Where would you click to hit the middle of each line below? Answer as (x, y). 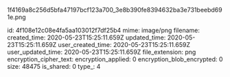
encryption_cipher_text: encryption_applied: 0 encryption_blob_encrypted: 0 (115, 59)
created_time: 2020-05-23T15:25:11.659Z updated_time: (87, 37)
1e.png (16, 17)
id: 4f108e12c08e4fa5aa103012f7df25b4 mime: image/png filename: (104, 30)
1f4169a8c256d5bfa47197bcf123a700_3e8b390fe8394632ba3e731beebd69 (115, 10)
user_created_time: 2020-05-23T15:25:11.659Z (124, 45)
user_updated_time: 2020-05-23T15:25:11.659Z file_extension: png (102, 52)
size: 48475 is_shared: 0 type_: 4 (54, 66)
